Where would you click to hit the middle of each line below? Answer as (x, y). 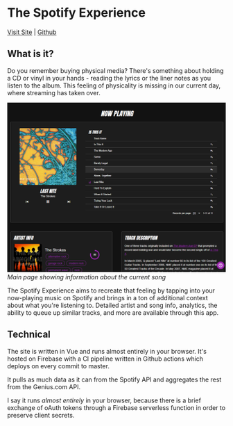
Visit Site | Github (32, 32)
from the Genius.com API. (44, 386)
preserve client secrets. (41, 415)
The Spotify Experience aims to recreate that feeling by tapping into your (111, 290)
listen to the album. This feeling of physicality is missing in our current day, (114, 85)
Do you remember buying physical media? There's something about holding (115, 70)
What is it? (31, 54)
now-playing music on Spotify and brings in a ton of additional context (107, 298)
